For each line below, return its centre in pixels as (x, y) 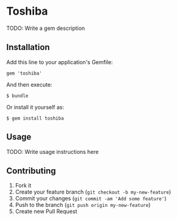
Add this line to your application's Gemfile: (60, 62)
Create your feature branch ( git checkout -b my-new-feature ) (93, 192)
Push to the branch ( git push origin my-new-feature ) (83, 205)
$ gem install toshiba (35, 118)
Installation (28, 47)
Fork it (23, 186)
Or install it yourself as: (35, 107)
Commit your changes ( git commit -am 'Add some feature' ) (91, 198)
